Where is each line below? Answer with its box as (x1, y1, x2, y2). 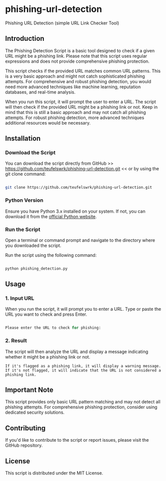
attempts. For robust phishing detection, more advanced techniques (5, 115, 145, 120)
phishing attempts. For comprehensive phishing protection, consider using (5, 404, 158, 410)
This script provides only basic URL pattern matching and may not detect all (5, 399, 161, 405)
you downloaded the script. (5, 242, 62, 248)
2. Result (5, 337, 27, 344)
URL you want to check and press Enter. (5, 311, 87, 317)
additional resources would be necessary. (5, 120, 91, 125)
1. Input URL (5, 295, 34, 302)
